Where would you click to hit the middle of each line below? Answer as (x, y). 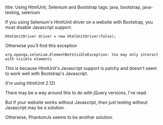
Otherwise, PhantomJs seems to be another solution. (59, 117)
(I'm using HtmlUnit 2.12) (30, 83)
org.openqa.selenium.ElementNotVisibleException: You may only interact (82, 55)
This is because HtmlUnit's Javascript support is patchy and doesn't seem (81, 68)
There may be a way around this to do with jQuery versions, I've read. (76, 93)
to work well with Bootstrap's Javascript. (47, 73)
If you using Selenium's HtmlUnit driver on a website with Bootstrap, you (79, 22)
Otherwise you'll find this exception (41, 46)
